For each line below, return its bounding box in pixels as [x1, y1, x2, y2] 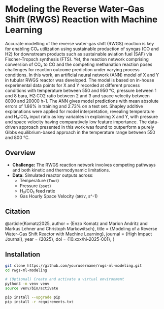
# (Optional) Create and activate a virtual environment [5, 277, 125, 282]
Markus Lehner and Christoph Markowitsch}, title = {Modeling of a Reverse [5, 225, 158, 231]
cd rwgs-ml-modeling [5, 268, 48, 273]
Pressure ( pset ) [19, 183, 51, 189]
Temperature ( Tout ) [19, 177, 59, 183]
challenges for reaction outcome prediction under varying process [5, 66, 140, 72]
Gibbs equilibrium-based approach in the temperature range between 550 [5, 129, 156, 135]
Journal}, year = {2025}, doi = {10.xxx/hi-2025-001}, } [5, 236, 115, 242]
